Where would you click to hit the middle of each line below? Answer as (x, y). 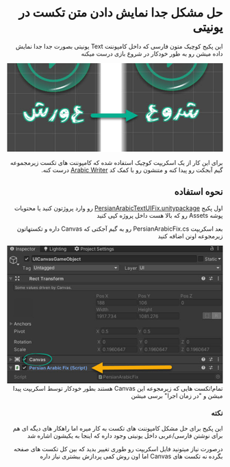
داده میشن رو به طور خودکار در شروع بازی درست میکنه (152, 54)
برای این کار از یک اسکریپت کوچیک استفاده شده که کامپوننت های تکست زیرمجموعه (116, 163)
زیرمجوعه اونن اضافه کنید (190, 236)
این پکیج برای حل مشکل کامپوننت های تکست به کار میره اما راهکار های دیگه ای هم (118, 428)
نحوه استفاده (199, 191)
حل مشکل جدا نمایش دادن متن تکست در (120, 13)
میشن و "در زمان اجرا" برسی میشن (177, 396)
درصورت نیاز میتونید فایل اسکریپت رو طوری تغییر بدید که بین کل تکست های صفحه (118, 448)
